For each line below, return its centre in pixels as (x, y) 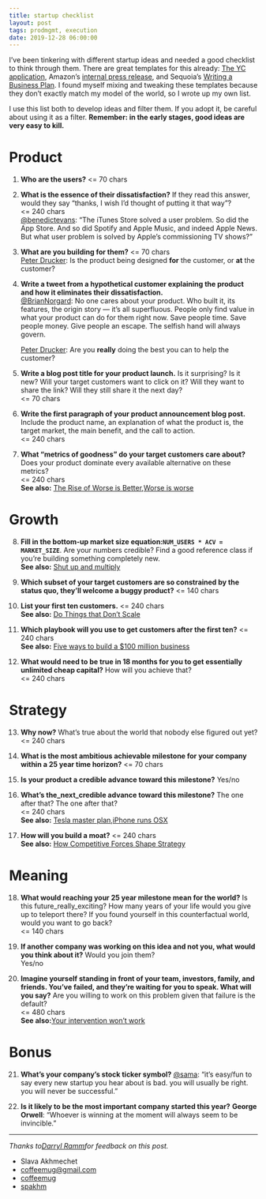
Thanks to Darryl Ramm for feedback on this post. (89, 1145)
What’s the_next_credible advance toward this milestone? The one (132, 795)
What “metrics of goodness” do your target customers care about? (133, 454)
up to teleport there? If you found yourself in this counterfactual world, (135, 914)
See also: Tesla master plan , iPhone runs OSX (94, 820)
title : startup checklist (51, 15)
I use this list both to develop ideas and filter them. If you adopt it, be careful (133, 109)
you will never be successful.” (69, 1091)
